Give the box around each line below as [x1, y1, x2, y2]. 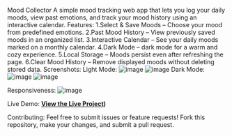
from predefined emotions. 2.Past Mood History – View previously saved [7, 28, 215, 36]
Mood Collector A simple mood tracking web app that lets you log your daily [7, 6, 225, 14]
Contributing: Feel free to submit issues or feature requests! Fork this [7, 113, 206, 121]
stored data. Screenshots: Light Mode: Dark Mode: [7, 66, 206, 73]
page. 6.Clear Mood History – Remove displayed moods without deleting [7, 58, 215, 66]
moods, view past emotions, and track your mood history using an [7, 13, 197, 22]
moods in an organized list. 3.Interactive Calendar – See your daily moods [7, 36, 219, 44]
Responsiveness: [7, 86, 56, 94]
